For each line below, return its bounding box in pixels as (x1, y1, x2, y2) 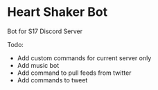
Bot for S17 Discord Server (7, 27, 83, 35)
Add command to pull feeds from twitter (17, 69, 132, 77)
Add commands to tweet (17, 75, 88, 84)
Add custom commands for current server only (17, 53, 152, 62)
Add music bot (17, 61, 60, 69)
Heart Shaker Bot (7, 4, 108, 20)
